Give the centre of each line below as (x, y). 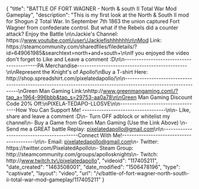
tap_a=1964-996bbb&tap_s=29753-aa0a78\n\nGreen (71, 97)
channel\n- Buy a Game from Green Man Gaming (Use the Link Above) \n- (97, 123)
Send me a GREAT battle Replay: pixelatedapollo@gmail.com (80, 129)
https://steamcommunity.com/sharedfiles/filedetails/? (72, 47)
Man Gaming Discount (165, 97)
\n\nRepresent (24, 72)
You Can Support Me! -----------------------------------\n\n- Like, (110, 110)
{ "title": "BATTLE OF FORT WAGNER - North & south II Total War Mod (91, 9)
